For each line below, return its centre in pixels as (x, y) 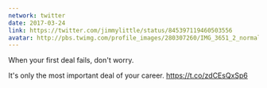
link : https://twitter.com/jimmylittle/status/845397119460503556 (120, 30)
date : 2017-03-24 (37, 23)
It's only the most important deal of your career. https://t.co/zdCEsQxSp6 (128, 75)
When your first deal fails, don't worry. (71, 60)
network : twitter (37, 15)
